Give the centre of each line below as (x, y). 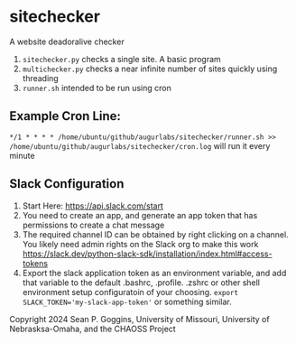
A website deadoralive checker (67, 42)
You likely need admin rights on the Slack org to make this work (140, 244)
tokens (35, 263)
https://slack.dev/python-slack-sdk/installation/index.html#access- (147, 254)
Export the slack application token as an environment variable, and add (154, 273)
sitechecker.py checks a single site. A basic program (121, 59)
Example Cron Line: (65, 116)
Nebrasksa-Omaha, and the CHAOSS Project (92, 329)
